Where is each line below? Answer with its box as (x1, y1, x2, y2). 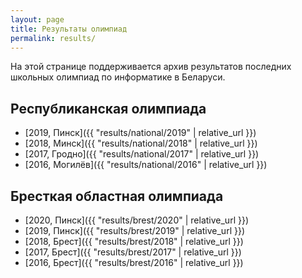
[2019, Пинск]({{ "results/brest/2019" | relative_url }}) (24, 225, 246, 236)
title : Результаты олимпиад (10, 24, 128, 34)
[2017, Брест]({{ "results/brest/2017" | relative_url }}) (24, 246, 242, 258)
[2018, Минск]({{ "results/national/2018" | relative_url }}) (24, 137, 258, 150)
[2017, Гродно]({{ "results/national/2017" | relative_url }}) (24, 148, 260, 160)
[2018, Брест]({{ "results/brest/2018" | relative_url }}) (24, 236, 244, 247)
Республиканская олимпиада (10, 100, 207, 117)
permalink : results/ (10, 33, 97, 43)
